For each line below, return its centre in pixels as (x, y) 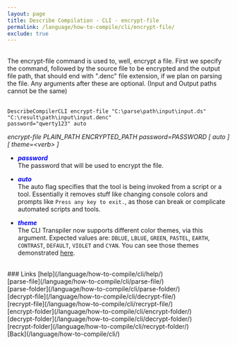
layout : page (26, 14)
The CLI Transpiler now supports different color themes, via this (110, 231)
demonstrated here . (46, 253)
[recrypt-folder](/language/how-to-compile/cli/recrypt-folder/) (98, 327)
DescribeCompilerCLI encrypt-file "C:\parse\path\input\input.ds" (107, 111)
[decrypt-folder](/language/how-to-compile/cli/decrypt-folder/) (100, 319)
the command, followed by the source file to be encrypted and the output (114, 68)
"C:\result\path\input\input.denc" (60, 118)
